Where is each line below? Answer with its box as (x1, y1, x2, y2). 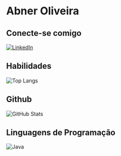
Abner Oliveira (6, 4, 79, 18)
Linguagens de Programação (6, 127, 116, 138)
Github (6, 94, 32, 105)
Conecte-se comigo (6, 28, 82, 38)
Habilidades (6, 61, 52, 71)
